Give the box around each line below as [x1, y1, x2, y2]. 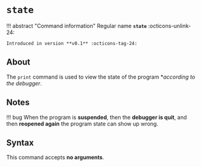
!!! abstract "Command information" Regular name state [6, 22, 147, 29]
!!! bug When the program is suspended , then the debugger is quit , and [6, 113, 187, 121]
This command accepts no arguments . [6, 154, 105, 161]
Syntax [6, 137, 34, 147]
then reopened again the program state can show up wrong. [6, 120, 158, 127]
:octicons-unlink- [148, 22, 191, 29]
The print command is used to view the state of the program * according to [6, 73, 196, 80]
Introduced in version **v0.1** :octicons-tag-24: [6, 40, 138, 46]
